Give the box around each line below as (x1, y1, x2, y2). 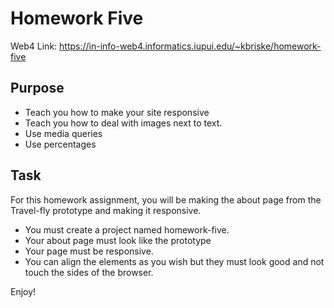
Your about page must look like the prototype (24, 234, 212, 246)
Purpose (10, 80, 65, 97)
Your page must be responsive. (24, 245, 154, 257)
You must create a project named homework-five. (24, 223, 230, 236)
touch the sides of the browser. (24, 266, 154, 278)
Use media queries (24, 127, 103, 139)
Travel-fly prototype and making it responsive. (10, 204, 202, 216)
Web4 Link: (10, 40, 58, 52)
